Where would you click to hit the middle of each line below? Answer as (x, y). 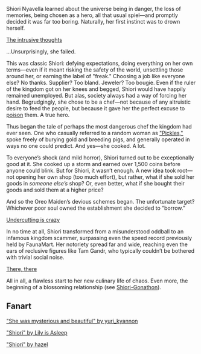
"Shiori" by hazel (27, 344)
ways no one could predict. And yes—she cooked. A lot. (76, 146)
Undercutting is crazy (33, 220)
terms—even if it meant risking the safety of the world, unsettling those (95, 70)
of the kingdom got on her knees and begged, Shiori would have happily (96, 89)
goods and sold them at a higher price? (55, 190)
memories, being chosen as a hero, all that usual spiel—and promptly (92, 15)
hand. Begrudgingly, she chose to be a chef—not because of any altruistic (99, 102)
